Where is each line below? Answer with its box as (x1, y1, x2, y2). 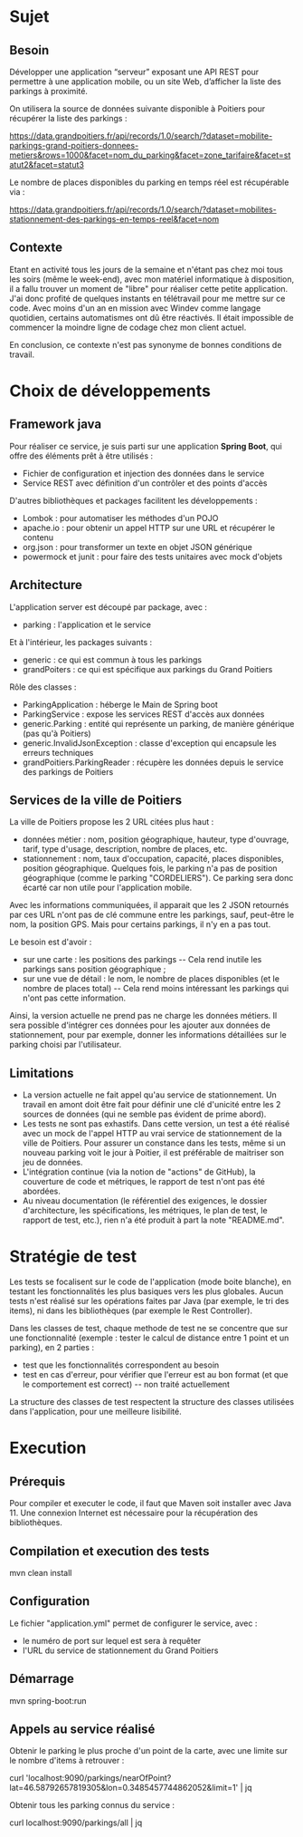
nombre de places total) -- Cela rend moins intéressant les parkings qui (22, 983, 289, 994)
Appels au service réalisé (9, 1722, 156, 1737)
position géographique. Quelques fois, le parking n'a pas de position (22, 863, 278, 874)
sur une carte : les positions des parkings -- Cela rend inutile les (22, 954, 262, 965)
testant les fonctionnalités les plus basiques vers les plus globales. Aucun (9, 1286, 284, 1297)
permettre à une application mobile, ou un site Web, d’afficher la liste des (9, 76, 282, 87)
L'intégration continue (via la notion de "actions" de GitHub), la (22, 1166, 256, 1177)
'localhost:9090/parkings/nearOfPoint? (25, 1773, 172, 1784)
